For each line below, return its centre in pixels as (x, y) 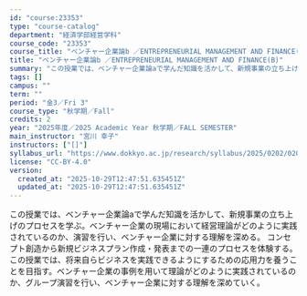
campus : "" (30, 86)
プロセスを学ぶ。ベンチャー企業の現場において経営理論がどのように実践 (161, 226)
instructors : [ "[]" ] (49, 145)
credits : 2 (30, 119)
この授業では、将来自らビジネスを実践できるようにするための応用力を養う (149, 260)
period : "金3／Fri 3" (49, 102)
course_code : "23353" (51, 43)
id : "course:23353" (47, 18)
